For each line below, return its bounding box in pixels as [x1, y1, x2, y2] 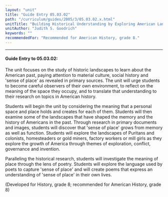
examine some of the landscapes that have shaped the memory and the [5, 114, 153, 120]
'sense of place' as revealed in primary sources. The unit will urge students [5, 77, 160, 83]
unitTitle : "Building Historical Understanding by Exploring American [5, 21, 155, 27]
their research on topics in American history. [5, 93, 96, 100]
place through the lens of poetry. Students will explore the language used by [5, 161, 162, 167]
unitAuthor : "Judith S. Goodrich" [5, 26, 77, 31]
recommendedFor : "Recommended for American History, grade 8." [5, 36, 140, 41]
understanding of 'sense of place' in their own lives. [5, 172, 112, 178]
